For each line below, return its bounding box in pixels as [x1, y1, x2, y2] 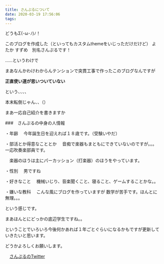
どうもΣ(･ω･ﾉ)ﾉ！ [5, 30, 41, 36]
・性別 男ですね [5, 168, 41, 174]
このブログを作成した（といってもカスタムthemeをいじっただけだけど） [5, 41, 151, 47]
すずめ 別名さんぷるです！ [14, 47, 71, 53]
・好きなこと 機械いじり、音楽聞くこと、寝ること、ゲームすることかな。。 [5, 178, 159, 184]
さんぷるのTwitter [9, 254, 45, 260]
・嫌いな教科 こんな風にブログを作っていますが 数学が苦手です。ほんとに [5, 189, 158, 195]
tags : [5, 16, 16, 21]
